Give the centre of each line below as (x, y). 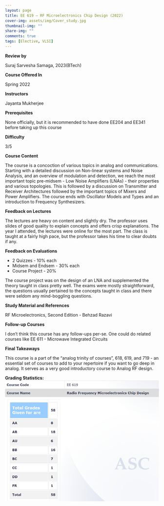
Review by (16, 56)
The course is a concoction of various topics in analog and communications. (82, 165)
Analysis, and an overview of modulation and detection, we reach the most (80, 176)
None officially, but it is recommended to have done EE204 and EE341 (75, 122)
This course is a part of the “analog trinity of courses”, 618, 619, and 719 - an (82, 358)
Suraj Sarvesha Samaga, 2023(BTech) (43, 65)
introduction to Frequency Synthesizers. (45, 202)
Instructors (17, 93)
